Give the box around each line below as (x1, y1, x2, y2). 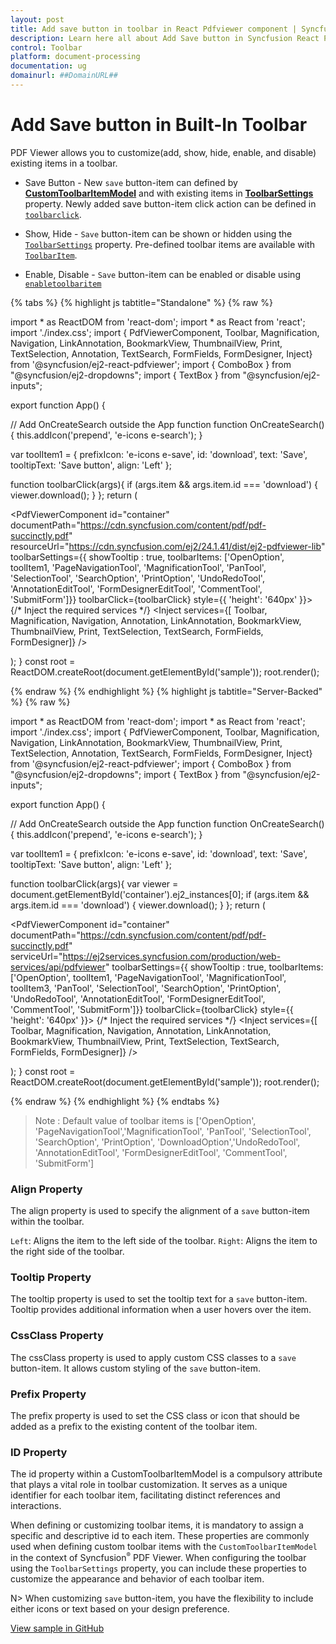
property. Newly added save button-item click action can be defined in (24, 197, 317, 210)
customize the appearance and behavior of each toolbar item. (10, 1572, 265, 1585)
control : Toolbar (10, 42, 83, 53)
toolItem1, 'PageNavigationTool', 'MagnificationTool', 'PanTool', (10, 561, 267, 573)
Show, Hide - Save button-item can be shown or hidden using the (24, 227, 293, 240)
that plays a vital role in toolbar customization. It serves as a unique (10, 1479, 288, 1491)
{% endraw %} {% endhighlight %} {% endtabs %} (10, 1095, 220, 1107)
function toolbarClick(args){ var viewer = (10, 877, 179, 890)
